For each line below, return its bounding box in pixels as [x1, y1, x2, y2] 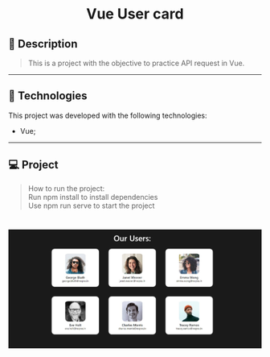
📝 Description [8, 37, 78, 51]
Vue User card [86, 5, 184, 23]
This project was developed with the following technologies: [8, 110, 207, 120]
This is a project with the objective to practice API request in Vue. [27, 58, 245, 68]
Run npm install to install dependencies [27, 192, 158, 201]
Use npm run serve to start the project [27, 201, 155, 210]
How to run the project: [27, 183, 105, 193]
